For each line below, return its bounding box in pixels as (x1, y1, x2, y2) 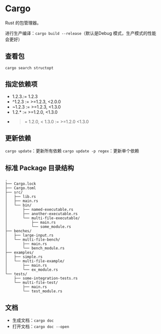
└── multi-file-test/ (14, 280, 58, 285)
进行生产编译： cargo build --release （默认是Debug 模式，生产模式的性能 (5, 30, 156, 36)
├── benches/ (5, 229, 32, 234)
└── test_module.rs (23, 289, 63, 294)
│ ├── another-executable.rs (5, 212, 78, 217)
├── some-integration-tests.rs (14, 276, 78, 281)
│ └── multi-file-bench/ (5, 237, 60, 242)
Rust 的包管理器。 (5, 20, 42, 26)
